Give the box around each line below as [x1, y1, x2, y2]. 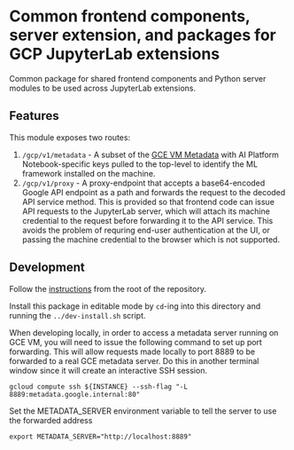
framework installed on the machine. [21, 168, 156, 178]
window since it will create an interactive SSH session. [9, 365, 208, 375]
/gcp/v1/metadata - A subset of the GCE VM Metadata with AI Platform [21, 149, 279, 160]
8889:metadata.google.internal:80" [9, 390, 141, 399]
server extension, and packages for [9, 25, 276, 45]
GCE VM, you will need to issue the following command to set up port [9, 336, 263, 347]
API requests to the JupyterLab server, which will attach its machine [21, 206, 270, 217]
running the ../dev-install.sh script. [9, 310, 146, 320]
